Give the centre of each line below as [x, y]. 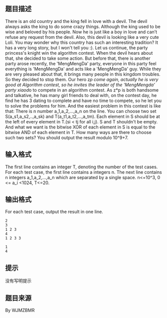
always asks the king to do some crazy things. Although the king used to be [83, 26]
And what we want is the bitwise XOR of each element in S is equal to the [80, 127]
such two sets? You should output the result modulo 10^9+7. [67, 137]
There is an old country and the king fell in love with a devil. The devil [76, 21]
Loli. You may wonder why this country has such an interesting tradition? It [82, 42]
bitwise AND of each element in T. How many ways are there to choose [79, 132]
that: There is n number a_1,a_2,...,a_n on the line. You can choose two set [81, 111]
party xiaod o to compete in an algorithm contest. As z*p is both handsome [82, 90]
